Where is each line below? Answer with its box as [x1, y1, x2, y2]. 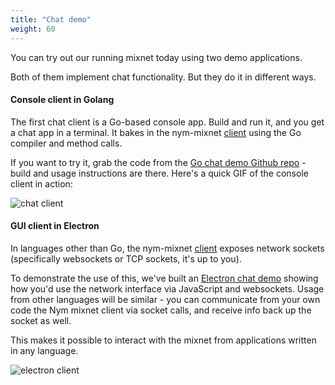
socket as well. [10, 314, 72, 326]
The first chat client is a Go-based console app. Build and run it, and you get [10, 116, 325, 128]
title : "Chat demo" [10, 14, 92, 25]
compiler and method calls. [10, 137, 123, 149]
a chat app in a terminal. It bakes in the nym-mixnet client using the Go [10, 126, 302, 138]
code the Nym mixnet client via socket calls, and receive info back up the [10, 304, 312, 316]
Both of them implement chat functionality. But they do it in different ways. [10, 71, 317, 83]
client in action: [10, 177, 73, 190]
